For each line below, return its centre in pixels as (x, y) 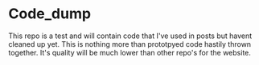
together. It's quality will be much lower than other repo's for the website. (130, 52)
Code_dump (49, 14)
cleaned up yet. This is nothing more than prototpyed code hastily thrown (130, 44)
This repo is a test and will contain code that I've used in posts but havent (130, 36)
